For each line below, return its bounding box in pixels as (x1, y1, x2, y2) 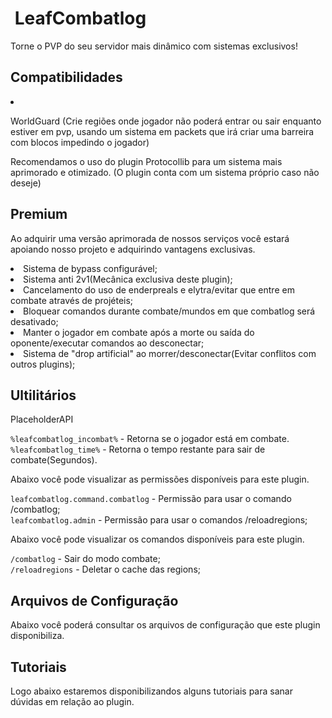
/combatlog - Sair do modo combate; (10, 553, 161, 565)
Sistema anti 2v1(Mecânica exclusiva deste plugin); (23, 273, 233, 285)
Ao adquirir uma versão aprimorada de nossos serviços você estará (10, 232, 290, 244)
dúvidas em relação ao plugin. (10, 696, 135, 707)
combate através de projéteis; (10, 294, 134, 306)
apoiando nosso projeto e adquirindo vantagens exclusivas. (10, 243, 256, 255)
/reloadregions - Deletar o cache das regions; (10, 563, 202, 576)
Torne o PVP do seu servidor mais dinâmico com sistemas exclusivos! (10, 40, 298, 52)
